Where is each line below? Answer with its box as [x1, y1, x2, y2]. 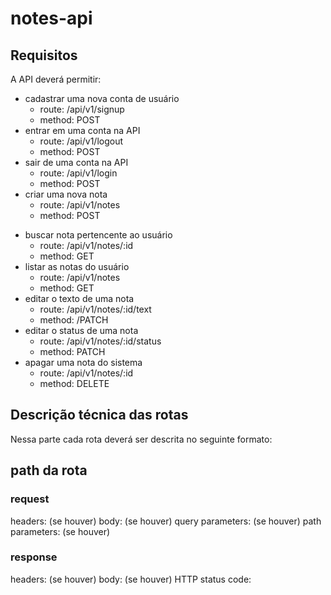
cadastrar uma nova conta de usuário [24, 93, 180, 104]
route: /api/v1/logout [39, 135, 124, 147]
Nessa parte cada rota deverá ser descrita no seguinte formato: [10, 433, 273, 445]
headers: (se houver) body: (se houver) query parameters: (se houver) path [10, 515, 322, 527]
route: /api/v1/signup [39, 103, 125, 115]
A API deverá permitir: [10, 73, 102, 85]
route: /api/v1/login [39, 167, 118, 179]
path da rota [10, 462, 88, 479]
